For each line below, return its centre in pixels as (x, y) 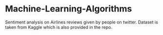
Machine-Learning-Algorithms (69, 9)
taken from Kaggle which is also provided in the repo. (59, 27)
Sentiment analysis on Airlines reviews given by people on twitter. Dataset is (82, 22)
